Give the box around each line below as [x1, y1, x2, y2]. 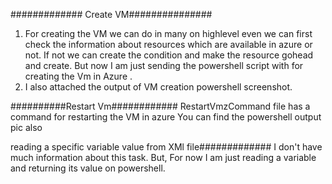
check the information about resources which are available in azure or [24, 39, 313, 50]
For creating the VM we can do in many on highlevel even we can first [24, 28, 313, 39]
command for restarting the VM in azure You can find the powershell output [10, 111, 322, 123]
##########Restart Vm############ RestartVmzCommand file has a [10, 100, 311, 112]
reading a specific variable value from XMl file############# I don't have [10, 141, 323, 153]
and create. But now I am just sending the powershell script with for [24, 60, 304, 71]
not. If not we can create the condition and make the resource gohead [24, 49, 314, 61]
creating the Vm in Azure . [24, 70, 133, 82]
